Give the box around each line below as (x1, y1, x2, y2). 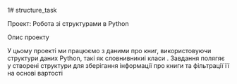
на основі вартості (7, 69, 63, 77)
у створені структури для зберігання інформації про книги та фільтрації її (7, 62, 229, 69)
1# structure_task (7, 6, 58, 14)
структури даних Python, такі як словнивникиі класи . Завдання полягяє (7, 54, 226, 62)
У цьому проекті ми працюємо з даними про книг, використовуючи (7, 47, 212, 55)
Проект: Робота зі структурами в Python (7, 20, 129, 27)
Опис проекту (7, 33, 49, 41)
